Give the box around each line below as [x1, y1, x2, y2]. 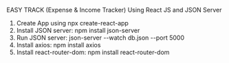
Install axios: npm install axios [16, 41, 101, 49]
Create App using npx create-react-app [16, 19, 129, 27]
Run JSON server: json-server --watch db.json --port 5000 [16, 34, 185, 42]
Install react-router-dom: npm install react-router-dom [16, 48, 170, 56]
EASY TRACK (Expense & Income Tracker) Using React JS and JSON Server [6, 6, 222, 14]
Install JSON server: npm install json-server [16, 27, 140, 34]
